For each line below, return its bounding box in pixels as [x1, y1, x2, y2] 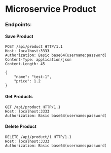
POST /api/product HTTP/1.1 [5, 44, 63, 49]
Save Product [5, 33, 34, 39]
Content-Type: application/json [5, 57, 72, 62]
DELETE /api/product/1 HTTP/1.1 [5, 134, 72, 139]
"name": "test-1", [14, 75, 52, 79]
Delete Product [5, 123, 37, 129]
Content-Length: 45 [5, 62, 45, 67]
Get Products [5, 93, 33, 99]
